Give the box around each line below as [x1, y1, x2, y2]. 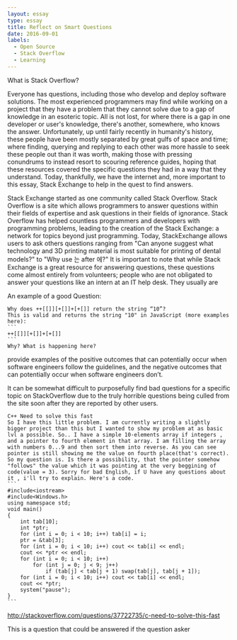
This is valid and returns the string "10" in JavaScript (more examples [7, 311, 230, 319]
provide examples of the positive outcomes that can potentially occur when [7, 355, 227, 364]
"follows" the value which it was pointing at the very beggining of [7, 462, 217, 469]
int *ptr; [20, 524, 50, 532]
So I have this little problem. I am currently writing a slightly [7, 419, 211, 426]
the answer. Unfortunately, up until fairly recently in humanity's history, [7, 127, 214, 135]
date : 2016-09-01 [7, 30, 59, 38]
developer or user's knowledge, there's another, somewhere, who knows [7, 120, 221, 128]
